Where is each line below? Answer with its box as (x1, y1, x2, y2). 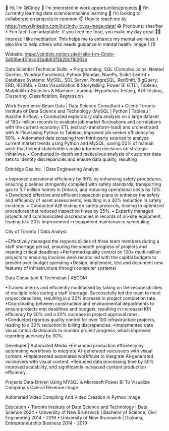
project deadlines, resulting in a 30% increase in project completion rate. (5, 295, 156, 301)
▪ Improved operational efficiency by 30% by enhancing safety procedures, (5, 176, 162, 181)
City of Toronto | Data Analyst (5, 228, 67, 234)
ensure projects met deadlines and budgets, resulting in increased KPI (5, 306, 151, 312)
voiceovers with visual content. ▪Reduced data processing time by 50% (5, 358, 154, 364)
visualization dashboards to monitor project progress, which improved (5, 328, 151, 333)
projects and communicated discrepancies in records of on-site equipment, (5, 213, 162, 219)
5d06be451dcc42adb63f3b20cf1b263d (5, 56, 88, 63)
